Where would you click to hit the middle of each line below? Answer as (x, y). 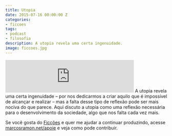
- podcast (16, 34)
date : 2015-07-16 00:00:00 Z (36, 15)
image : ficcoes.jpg (26, 48)
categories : (18, 19)
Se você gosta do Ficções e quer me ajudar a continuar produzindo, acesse (85, 122)
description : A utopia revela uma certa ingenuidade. (64, 43)
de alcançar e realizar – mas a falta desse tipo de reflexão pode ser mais (82, 101)
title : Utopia (21, 10)
